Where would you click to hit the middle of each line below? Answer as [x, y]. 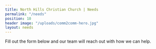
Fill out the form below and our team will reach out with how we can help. [78, 41]
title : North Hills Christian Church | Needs [52, 9]
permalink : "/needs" [26, 14]
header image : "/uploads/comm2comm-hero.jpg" [52, 23]
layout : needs [19, 28]
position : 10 [18, 18]
